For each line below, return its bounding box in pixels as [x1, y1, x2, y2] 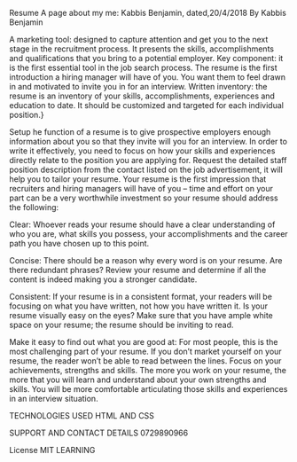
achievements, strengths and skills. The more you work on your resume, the [9, 365, 286, 375]
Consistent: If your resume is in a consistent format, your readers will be [9, 292, 273, 301]
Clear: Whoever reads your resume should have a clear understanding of [9, 219, 276, 230]
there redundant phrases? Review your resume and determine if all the [9, 265, 267, 275]
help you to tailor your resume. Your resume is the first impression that [9, 174, 267, 184]
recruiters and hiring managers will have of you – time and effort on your [9, 184, 273, 193]
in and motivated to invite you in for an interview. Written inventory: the [9, 82, 268, 91]
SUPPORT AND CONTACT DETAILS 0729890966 [9, 427, 189, 438]
